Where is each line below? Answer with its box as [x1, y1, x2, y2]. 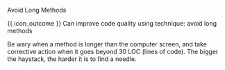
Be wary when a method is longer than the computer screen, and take [7, 40, 207, 48]
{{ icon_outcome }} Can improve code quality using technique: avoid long [7, 19, 217, 27]
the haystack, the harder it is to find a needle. [7, 55, 137, 63]
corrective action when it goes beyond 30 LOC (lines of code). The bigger [7, 48, 219, 55]
